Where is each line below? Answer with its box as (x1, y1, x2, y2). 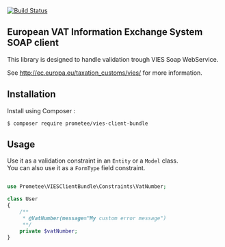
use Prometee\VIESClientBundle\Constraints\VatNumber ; (7, 183, 167, 190)
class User (7, 196, 38, 202)
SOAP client (7, 37, 59, 49)
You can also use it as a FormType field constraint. (7, 164, 146, 172)
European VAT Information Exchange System (7, 26, 203, 38)
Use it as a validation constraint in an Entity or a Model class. (7, 156, 178, 165)
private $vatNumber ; (19, 227, 78, 235)
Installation (7, 89, 56, 100)
